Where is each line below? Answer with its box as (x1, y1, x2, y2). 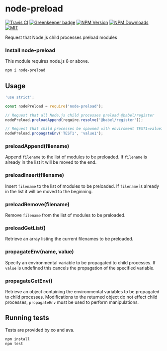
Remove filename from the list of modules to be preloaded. (5, 212, 126, 218)
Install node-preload (5, 47, 56, 54)
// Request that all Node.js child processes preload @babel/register (5, 113, 155, 117)
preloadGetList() (5, 225, 46, 232)
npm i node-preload (5, 68, 46, 73)
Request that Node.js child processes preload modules (5, 34, 118, 40)
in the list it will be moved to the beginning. (5, 188, 93, 194)
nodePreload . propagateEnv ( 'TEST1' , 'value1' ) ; (5, 131, 103, 136)
